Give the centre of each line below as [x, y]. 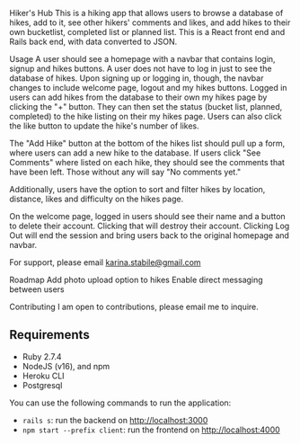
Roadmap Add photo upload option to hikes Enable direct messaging [136, 280]
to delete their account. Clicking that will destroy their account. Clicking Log [150, 226]
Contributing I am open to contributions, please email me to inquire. [134, 306]
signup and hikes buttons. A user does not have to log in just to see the [141, 68]
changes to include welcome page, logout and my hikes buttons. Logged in [148, 88]
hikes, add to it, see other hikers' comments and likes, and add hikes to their [150, 22]
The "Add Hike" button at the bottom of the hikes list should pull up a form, [147, 143]
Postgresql [42, 385]
